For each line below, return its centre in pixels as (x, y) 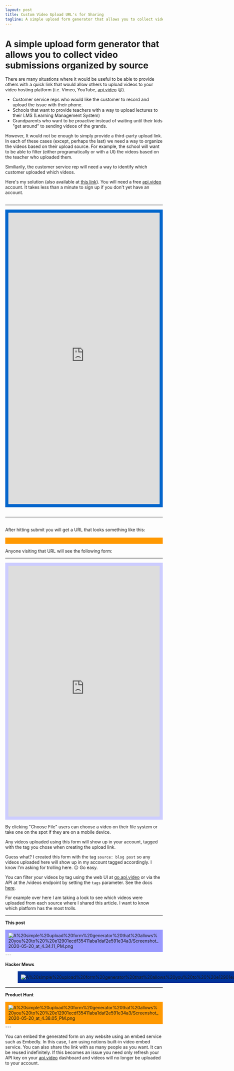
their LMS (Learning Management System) (56, 115)
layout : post (19, 10)
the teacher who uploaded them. (39, 157)
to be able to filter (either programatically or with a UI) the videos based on (82, 152)
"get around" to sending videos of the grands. (60, 126)
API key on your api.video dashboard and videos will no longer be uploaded (83, 1058)
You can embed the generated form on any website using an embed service (83, 1036)
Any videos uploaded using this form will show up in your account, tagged (81, 842)
